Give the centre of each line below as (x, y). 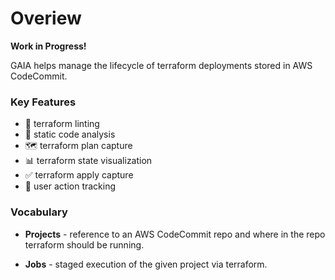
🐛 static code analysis (70, 134)
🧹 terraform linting (62, 124)
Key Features (43, 102)
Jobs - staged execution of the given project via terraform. (146, 264)
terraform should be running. (84, 244)
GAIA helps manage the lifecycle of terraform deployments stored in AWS (161, 65)
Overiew (46, 18)
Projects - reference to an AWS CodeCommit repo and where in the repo (175, 234)
